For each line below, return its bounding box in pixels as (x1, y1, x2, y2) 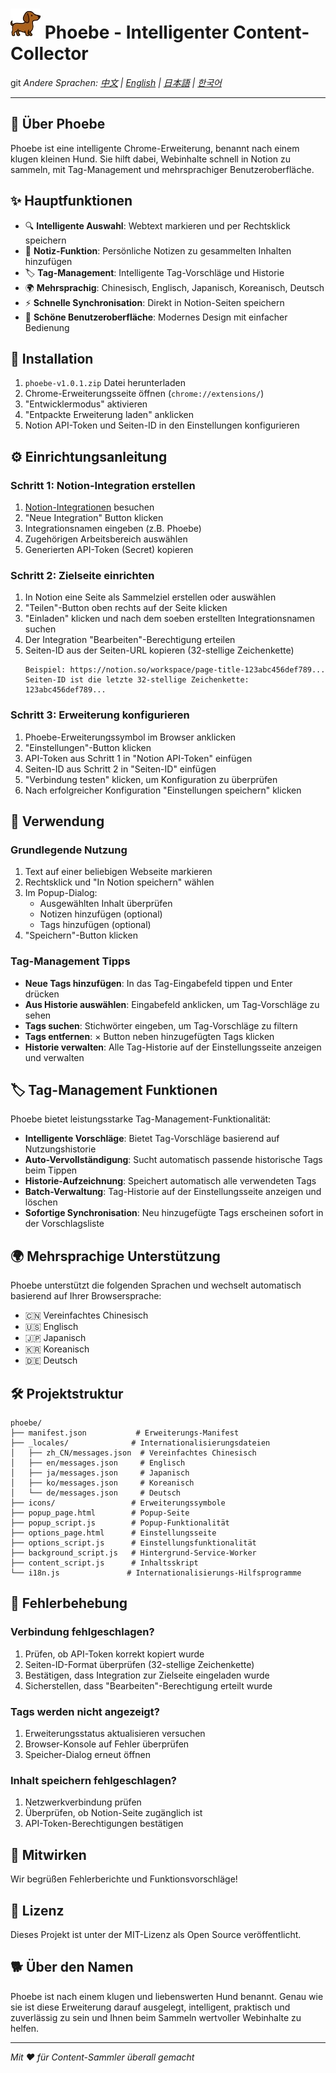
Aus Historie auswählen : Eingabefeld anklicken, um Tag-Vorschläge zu (24, 998, 320, 1010)
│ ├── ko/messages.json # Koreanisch (10, 1478, 195, 1488)
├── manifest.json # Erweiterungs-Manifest (10, 1428, 240, 1438)
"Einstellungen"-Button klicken (24, 741, 152, 753)
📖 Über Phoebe (10, 116, 106, 133)
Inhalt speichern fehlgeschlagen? (10, 1773, 177, 1787)
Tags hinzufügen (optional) (39, 919, 152, 931)
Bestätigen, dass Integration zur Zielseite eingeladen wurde (24, 1669, 270, 1681)
